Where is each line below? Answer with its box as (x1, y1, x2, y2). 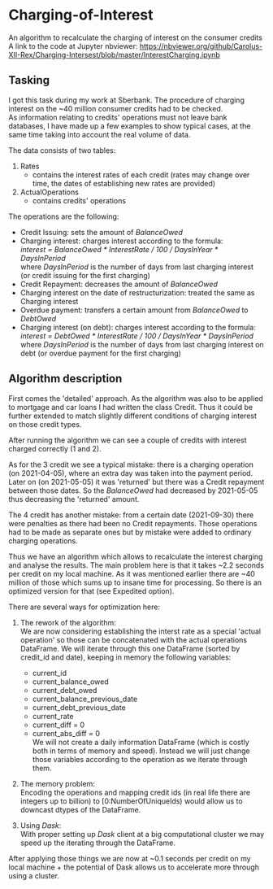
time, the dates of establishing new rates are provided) (32, 178, 216, 188)
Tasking (8, 73, 50, 87)
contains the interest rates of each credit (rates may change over (32, 169, 250, 180)
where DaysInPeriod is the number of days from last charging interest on (19, 339, 264, 349)
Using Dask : (19, 820, 62, 830)
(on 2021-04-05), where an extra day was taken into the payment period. (8, 468, 253, 477)
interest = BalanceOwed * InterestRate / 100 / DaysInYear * (19, 244, 219, 254)
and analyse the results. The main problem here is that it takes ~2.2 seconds (8, 560, 264, 570)
